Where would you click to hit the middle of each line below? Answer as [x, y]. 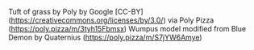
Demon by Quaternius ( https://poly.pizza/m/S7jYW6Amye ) [106, 37]
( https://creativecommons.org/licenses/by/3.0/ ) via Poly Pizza [111, 20]
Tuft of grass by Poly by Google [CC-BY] [76, 12]
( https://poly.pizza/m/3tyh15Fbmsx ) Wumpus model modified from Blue [127, 29]
